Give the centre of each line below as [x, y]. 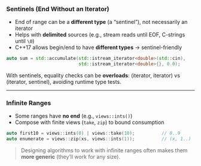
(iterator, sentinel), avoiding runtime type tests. [64, 82]
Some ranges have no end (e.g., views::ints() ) [74, 116]
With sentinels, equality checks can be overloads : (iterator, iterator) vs [93, 76]
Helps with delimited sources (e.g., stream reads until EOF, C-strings [100, 35]
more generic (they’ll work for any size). [71, 157]
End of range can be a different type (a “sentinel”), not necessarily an [101, 22]
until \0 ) [25, 41]
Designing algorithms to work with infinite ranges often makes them [104, 150]
